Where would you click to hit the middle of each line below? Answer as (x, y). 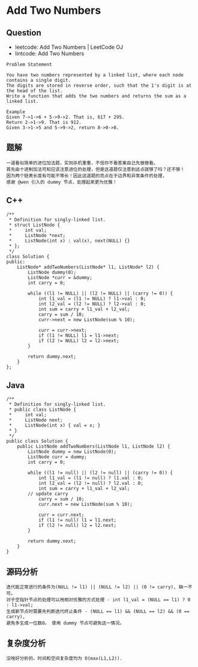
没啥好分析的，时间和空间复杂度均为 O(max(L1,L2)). (64, 659)
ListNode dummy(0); (52, 272)
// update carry (48, 494)
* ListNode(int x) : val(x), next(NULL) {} (69, 241)
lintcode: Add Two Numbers (49, 54)
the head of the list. (34, 91)
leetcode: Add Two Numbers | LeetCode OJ (69, 47)
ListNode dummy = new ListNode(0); (72, 452)
